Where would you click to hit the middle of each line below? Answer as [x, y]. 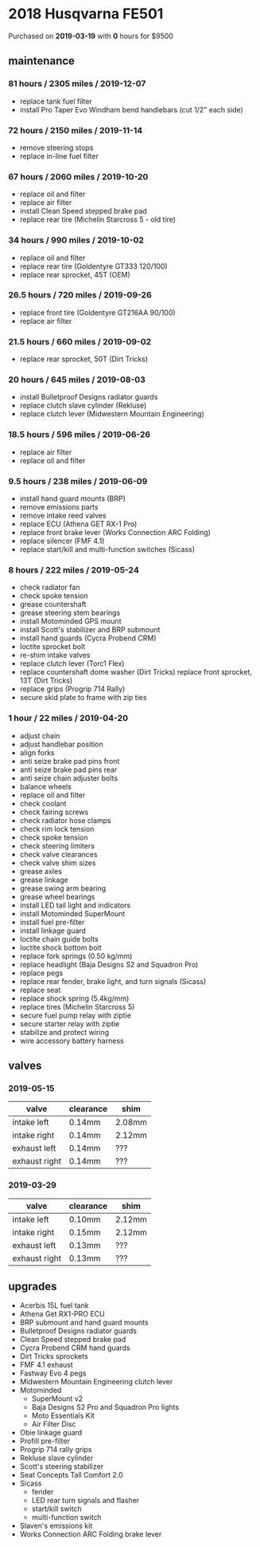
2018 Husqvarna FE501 [86, 14]
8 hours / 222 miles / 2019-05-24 [74, 569]
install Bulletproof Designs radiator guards [89, 397]
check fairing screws [54, 812]
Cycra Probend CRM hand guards [75, 1348]
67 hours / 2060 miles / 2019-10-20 [78, 176]
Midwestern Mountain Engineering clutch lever [96, 1382]
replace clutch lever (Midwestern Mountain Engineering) [112, 414]
